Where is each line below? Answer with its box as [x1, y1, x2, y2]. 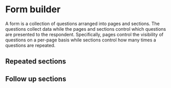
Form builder [5, 4, 61, 15]
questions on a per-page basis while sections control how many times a [5, 37, 157, 43]
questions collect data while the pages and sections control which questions [5, 26, 166, 32]
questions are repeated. [5, 42, 56, 48]
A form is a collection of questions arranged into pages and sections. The [5, 20, 160, 27]
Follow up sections [5, 74, 66, 83]
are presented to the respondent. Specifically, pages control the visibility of [5, 31, 164, 37]
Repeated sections [5, 57, 66, 66]
